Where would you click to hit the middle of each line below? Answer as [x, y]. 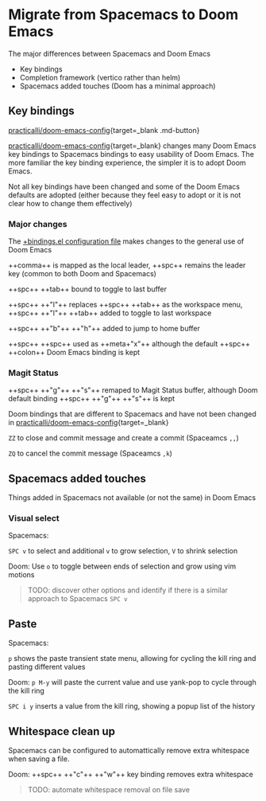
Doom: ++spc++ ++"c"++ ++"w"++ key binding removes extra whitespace [131, 775]
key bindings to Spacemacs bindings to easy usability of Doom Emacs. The [131, 154]
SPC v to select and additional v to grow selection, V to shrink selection [123, 551]
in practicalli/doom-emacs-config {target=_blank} [89, 423]
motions [21, 575]
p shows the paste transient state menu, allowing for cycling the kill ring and [132, 658]
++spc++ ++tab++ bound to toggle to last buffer [87, 289]
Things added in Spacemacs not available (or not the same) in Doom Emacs [132, 498]
